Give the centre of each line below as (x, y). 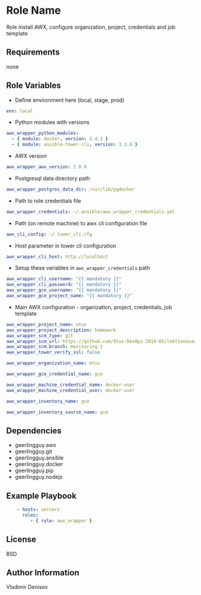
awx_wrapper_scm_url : (33, 341)
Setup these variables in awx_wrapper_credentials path (83, 268)
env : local (20, 111)
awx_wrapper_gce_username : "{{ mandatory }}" (64, 290)
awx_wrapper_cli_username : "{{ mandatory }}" (64, 279)
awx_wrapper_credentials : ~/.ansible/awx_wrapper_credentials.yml (91, 212)
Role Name (33, 10)
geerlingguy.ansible (39, 458)
